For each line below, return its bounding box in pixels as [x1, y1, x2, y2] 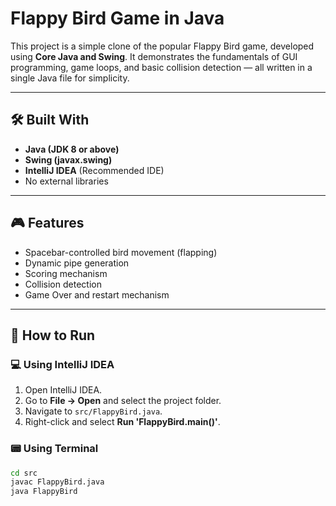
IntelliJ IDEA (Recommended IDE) [24, 164, 165, 176]
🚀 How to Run [10, 327, 96, 344]
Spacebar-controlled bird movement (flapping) [24, 246, 218, 258]
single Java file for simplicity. [10, 72, 130, 84]
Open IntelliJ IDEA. [24, 384, 103, 396]
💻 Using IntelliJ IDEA [10, 357, 115, 371]
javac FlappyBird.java [10, 477, 105, 487]
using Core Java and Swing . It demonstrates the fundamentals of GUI [10, 50, 298, 62]
